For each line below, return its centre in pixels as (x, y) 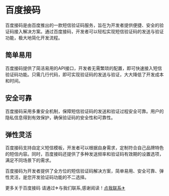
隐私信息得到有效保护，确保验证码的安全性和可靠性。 (60, 117)
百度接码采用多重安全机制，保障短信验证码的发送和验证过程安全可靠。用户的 (84, 111)
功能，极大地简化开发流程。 (34, 38)
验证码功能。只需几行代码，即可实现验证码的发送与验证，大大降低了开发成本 (84, 74)
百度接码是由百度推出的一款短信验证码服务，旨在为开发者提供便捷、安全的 (82, 25)
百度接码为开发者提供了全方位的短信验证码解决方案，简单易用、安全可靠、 (82, 171)
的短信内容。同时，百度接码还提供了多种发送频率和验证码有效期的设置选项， (84, 154)
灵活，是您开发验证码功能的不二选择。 (49, 177)
